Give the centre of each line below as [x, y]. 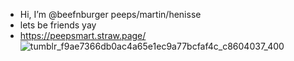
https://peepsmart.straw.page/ [83, 35]
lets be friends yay [58, 25]
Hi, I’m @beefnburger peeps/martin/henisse [110, 14]
